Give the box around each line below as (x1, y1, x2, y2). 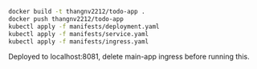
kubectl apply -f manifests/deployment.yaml (8, 22, 160, 30)
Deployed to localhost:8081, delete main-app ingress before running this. (8, 52, 251, 62)
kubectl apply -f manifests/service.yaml (8, 30, 149, 38)
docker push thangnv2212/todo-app (8, 14, 124, 23)
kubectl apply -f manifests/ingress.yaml (8, 37, 149, 46)
